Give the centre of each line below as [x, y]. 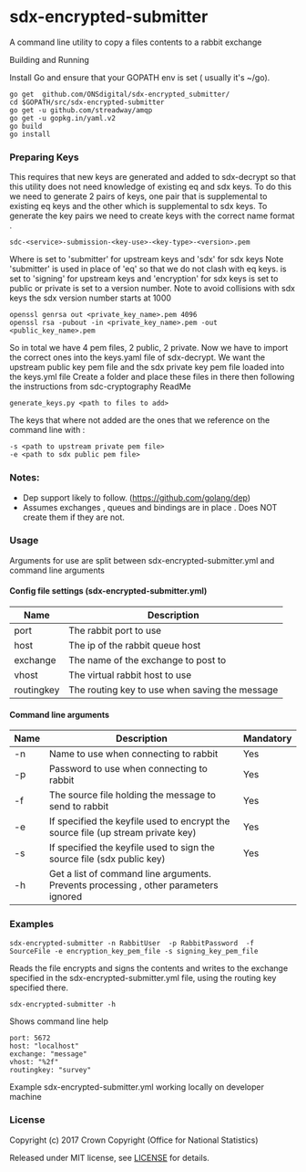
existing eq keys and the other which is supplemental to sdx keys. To [138, 206]
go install [30, 134]
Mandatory [267, 739]
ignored [66, 897]
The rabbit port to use [115, 630]
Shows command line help [59, 1021]
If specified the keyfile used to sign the [132, 848]
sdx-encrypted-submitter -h [63, 1004]
